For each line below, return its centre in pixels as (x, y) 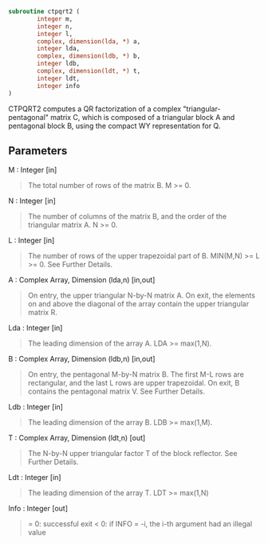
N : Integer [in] (32, 201)
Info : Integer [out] (38, 509)
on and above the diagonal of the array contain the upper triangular (138, 304)
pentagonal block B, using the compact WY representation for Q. (114, 126)
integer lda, (59, 49)
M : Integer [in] (33, 170)
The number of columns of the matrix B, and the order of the (127, 217)
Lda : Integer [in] (35, 328)
